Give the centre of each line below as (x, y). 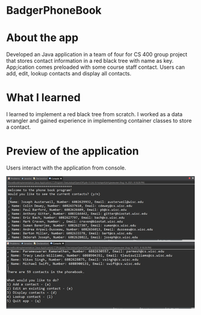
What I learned (43, 98)
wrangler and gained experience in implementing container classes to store (99, 121)
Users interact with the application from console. (66, 168)
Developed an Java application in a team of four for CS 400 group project (97, 54)
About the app (42, 38)
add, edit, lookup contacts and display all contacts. (69, 74)
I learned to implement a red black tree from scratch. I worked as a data (95, 114)
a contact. (19, 127)
